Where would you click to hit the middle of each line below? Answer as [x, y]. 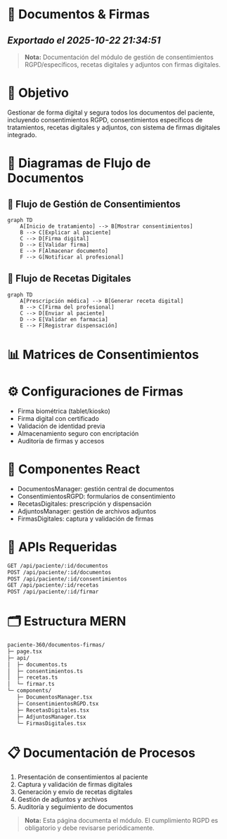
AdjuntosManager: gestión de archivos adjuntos [87, 511]
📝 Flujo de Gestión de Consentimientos [94, 204]
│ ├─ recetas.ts [33, 677]
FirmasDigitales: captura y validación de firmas [85, 519]
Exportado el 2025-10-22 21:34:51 [84, 40]
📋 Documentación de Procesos [101, 753]
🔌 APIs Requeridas [62, 547]
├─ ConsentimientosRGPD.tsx [58, 703]
